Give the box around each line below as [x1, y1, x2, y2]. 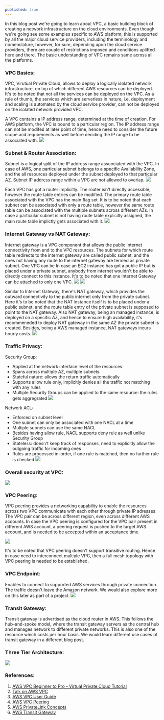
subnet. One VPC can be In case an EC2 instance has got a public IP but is [5, 263, 156, 269]
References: [5, 672, 35, 679]
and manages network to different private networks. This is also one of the [5, 626, 156, 632]
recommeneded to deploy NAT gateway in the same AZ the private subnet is [5, 320, 159, 325]
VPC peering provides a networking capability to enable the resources [5, 503, 147, 509]
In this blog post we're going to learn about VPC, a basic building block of [5, 21, 154, 26]
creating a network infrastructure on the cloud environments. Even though [5, 25, 155, 32]
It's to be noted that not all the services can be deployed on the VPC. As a [5, 91, 154, 97]
